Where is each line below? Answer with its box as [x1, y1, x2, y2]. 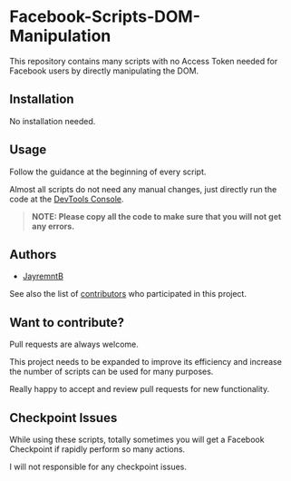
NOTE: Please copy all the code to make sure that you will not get [31, 211, 282, 221]
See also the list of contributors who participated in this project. [9, 289, 247, 299]
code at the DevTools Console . [9, 193, 124, 204]
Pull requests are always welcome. [9, 339, 139, 350]
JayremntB [22, 270, 63, 282]
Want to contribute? [9, 315, 125, 330]
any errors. [31, 221, 75, 231]
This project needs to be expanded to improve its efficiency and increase [9, 357, 283, 368]
